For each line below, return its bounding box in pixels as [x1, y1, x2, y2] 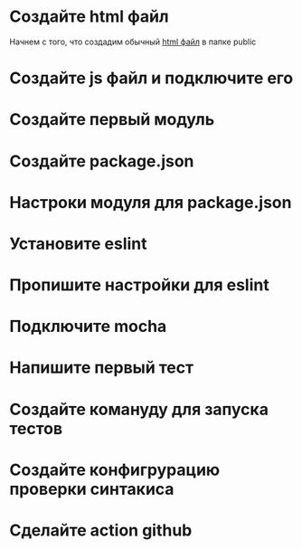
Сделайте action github [9, 520, 193, 540]
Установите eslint [9, 233, 147, 254]
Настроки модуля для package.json [9, 192, 292, 213]
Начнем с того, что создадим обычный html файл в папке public [9, 36, 257, 47]
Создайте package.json [9, 151, 194, 171]
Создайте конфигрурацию [9, 459, 221, 480]
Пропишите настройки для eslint [9, 275, 269, 296]
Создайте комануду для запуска [9, 399, 269, 420]
